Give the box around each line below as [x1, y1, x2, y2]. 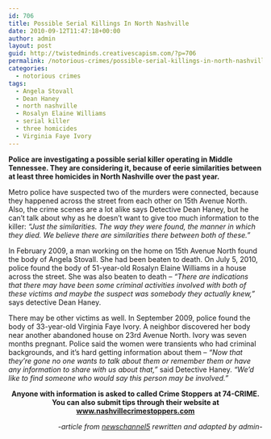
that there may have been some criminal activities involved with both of [8, 280, 247, 289]
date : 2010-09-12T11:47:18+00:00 [8, 27, 121, 35]
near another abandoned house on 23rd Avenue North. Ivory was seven [8, 330, 248, 340]
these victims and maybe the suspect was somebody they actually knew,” [8, 289, 256, 298]
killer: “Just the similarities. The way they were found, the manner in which [8, 222, 256, 231]
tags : [8, 79, 27, 87]
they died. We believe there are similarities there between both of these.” [8, 230, 251, 239]
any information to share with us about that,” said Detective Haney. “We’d [8, 365, 254, 374]
